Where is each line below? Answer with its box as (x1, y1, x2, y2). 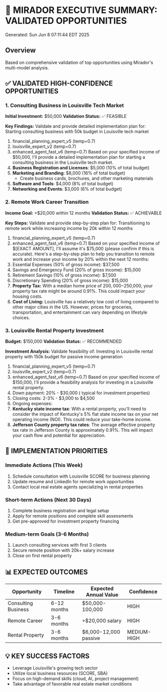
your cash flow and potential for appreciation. (12, 432, 106, 439)
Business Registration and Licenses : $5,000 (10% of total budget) (12, 165, 150, 171)
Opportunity (12, 588, 42, 595)
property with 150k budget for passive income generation (5, 354, 123, 360)
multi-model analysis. (5, 64, 49, 70)
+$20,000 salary (82, 617, 122, 624)
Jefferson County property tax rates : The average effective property (12, 422, 156, 428)
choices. (12, 314, 30, 320)
